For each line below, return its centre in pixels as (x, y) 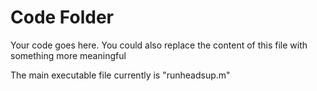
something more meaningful (68, 55)
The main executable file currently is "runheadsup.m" (120, 75)
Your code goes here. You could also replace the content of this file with (159, 45)
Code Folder (62, 17)
